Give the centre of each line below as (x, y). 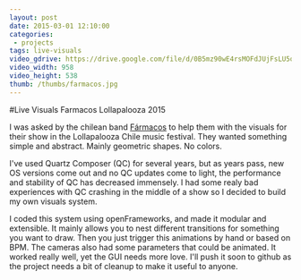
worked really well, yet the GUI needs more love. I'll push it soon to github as (150, 257)
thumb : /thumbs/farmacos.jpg (64, 84)
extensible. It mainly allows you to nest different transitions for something (144, 228)
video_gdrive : (36, 59)
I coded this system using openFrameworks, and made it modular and (138, 218)
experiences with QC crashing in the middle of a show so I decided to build (148, 191)
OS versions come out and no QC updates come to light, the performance (145, 173)
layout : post (34, 17)
